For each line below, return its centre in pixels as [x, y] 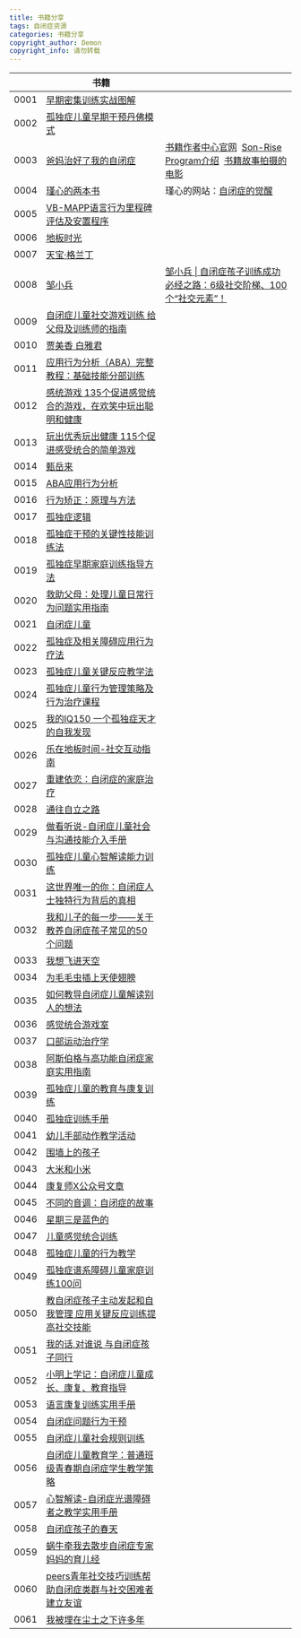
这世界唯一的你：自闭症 [95, 887]
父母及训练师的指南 [86, 329]
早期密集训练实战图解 [91, 100]
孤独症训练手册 [77, 1119]
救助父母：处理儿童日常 [95, 594]
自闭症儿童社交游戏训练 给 [101, 316]
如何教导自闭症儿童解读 [95, 994]
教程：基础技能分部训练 [95, 376]
